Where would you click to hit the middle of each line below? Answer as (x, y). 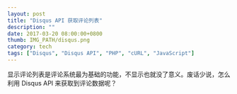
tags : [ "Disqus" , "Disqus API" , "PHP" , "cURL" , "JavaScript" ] (101, 54)
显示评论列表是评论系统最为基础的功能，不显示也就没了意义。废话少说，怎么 (119, 74)
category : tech (30, 47)
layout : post (27, 14)
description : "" (31, 27)
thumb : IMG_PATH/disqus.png (49, 40)
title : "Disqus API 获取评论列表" (55, 20)
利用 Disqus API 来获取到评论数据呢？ (62, 83)
